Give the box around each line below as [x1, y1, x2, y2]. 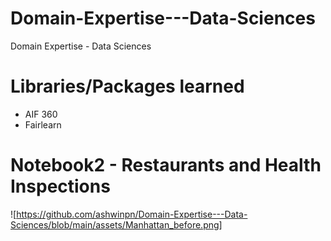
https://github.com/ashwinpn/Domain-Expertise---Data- [16, 208, 248, 220]
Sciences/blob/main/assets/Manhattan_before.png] [10, 218, 223, 231]
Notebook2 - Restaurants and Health [10, 154, 322, 177]
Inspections [10, 175, 111, 198]
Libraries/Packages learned [10, 75, 245, 98]
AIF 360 [24, 108, 58, 120]
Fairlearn [24, 118, 62, 131]
